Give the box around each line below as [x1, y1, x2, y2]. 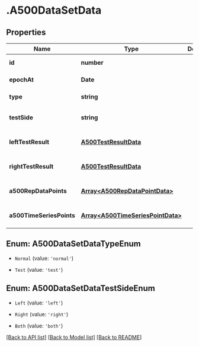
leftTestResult [9, 138, 49, 146]
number [81, 59, 104, 66]
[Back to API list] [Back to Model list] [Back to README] [6, 334, 142, 341]
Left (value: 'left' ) [14, 299, 63, 306]
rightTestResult [9, 163, 54, 170]
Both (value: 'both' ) [14, 322, 63, 329]
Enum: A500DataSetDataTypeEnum [6, 239, 141, 249]
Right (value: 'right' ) [14, 310, 69, 318]
